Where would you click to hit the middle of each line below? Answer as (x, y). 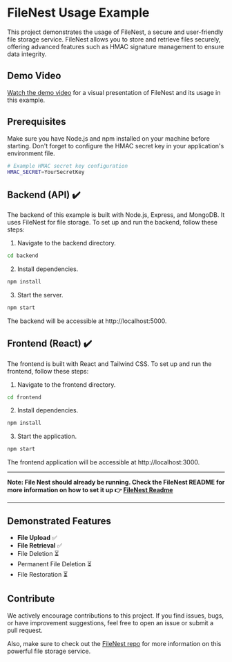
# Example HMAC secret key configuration (68, 166)
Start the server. (40, 295)
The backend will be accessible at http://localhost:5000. (87, 321)
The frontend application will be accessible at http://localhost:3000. (104, 462)
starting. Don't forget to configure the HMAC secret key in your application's (116, 146)
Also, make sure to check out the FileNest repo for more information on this (114, 643)
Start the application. (47, 436)
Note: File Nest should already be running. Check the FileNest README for (116, 482)
